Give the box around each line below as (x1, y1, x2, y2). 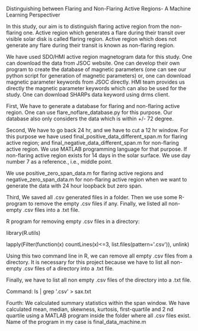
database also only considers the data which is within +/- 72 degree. (6, 115, 174, 122)
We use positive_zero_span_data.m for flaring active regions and (6, 170, 164, 177)
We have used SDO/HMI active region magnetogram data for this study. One (6, 53, 193, 60)
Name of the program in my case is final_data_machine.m (6, 319, 146, 325)
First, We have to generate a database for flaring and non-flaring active (6, 103, 180, 109)
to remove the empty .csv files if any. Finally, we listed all (28, 200, 168, 207)
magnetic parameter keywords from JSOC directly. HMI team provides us (6, 78, 186, 85)
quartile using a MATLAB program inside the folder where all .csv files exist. (6, 312, 191, 319)
